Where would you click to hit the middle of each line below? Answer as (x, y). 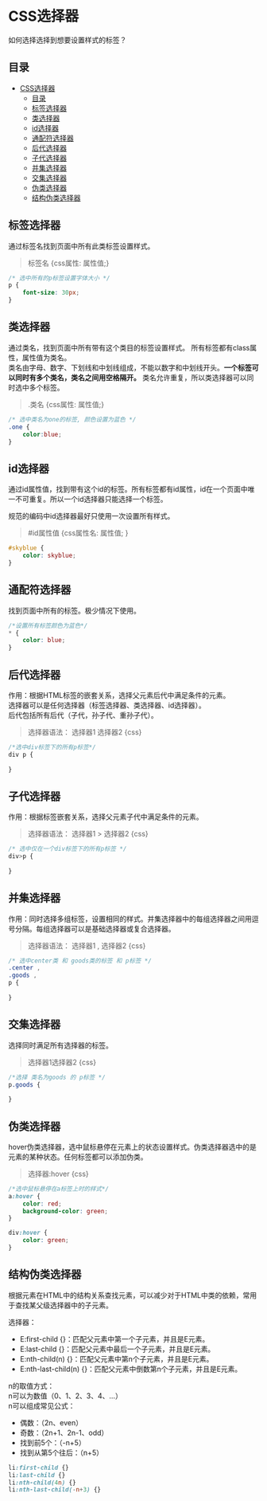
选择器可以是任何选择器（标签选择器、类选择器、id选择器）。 (107, 705)
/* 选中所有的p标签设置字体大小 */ (59, 278)
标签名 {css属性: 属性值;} (68, 263)
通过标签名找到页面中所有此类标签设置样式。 (81, 246)
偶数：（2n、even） (51, 1422)
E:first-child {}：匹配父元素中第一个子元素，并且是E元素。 (114, 1338)
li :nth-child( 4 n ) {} (43, 1483)
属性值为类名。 (46, 357)
